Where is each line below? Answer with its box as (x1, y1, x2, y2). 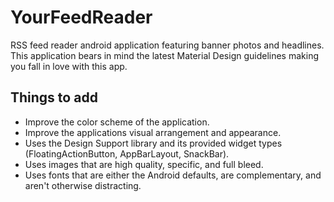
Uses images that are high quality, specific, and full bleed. (24, 158, 264, 170)
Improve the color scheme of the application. (24, 116, 210, 128)
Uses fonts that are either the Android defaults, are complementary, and (24, 169, 322, 181)
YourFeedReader (10, 6, 153, 29)
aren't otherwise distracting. (24, 179, 142, 191)
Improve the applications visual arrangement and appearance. (24, 126, 282, 138)
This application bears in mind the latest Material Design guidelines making (10, 49, 320, 61)
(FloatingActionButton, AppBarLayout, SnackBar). (24, 147, 230, 160)
